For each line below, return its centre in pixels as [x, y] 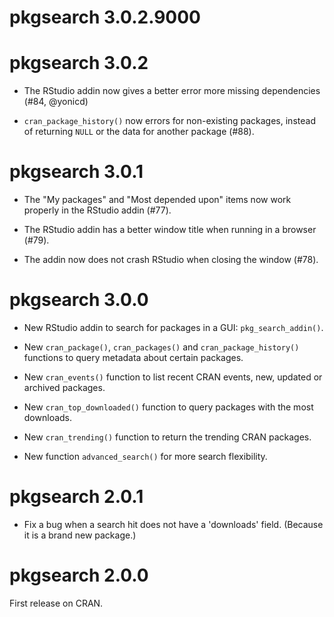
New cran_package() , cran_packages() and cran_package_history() [161, 347]
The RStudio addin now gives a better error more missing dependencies [172, 91]
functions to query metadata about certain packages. [133, 357]
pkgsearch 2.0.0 [79, 575]
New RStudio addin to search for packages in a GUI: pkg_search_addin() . [173, 327]
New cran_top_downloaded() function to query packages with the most [168, 407]
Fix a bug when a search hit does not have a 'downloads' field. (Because [173, 524]
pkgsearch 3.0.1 [76, 172]
